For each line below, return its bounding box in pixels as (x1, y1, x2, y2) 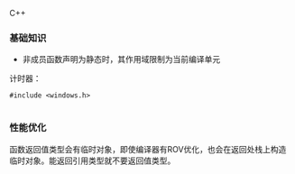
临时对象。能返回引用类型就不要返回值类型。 (9, 155, 176, 166)
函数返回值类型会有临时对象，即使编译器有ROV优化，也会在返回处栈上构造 (9, 143, 287, 154)
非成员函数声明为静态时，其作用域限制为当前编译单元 (22, 54, 221, 65)
